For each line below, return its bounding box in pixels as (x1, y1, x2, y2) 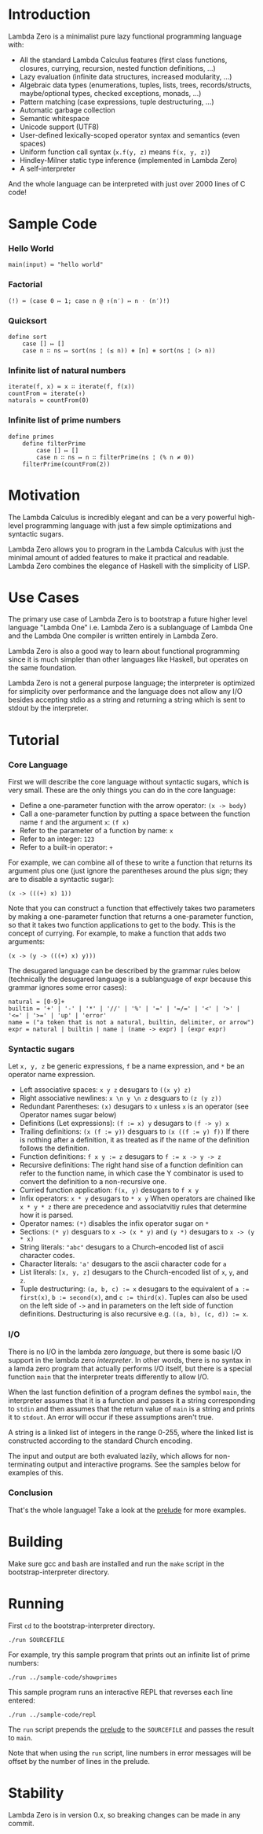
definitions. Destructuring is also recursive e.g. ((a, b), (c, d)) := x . (19, 1309, 249, 1319)
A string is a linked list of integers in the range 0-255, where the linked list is (8, 1427, 254, 1437)
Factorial (8, 279, 43, 290)
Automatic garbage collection (19, 105, 115, 115)
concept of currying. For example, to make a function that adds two (8, 928, 227, 938)
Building (8, 1533, 64, 1551)
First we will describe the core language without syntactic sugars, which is (8, 777, 250, 786)
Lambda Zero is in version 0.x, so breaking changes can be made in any (8, 1810, 241, 1819)
